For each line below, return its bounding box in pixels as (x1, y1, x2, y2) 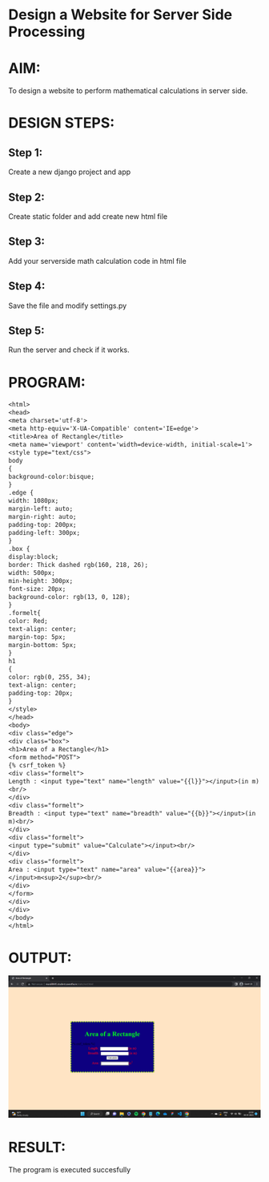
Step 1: (8, 146, 43, 160)
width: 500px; (8, 569, 56, 577)
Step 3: (8, 235, 46, 249)
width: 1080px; (8, 497, 59, 505)
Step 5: (8, 323, 46, 338)
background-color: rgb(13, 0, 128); (8, 593, 130, 601)
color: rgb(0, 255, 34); (8, 674, 91, 682)
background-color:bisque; (8, 473, 94, 481)
